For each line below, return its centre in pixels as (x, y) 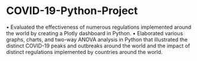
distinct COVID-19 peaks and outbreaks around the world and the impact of (98, 46)
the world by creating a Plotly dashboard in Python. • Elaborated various (95, 33)
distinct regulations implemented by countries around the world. (85, 52)
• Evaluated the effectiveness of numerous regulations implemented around (99, 27)
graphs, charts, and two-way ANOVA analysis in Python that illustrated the (97, 39)
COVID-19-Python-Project (72, 11)
